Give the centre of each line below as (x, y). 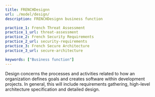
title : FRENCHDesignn (27, 10)
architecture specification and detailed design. (52, 89)
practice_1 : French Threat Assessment (45, 28)
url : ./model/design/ (27, 14)
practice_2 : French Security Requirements (50, 37)
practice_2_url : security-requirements (46, 42)
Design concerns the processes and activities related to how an (70, 73)
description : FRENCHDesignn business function (54, 19)
